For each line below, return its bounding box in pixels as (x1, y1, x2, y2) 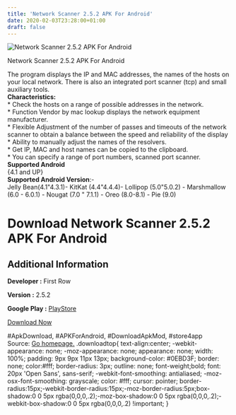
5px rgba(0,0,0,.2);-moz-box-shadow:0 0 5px (43, 392, 176, 400)
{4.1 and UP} (7, 168, 44, 177)
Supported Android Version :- (7, 175, 95, 184)
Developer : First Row (7, 277, 71, 286)
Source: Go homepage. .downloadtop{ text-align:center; (7, 339, 171, 348)
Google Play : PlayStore (7, 305, 76, 313)
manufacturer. (7, 115, 48, 124)
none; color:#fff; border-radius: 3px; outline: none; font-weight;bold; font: (7, 362, 221, 370)
